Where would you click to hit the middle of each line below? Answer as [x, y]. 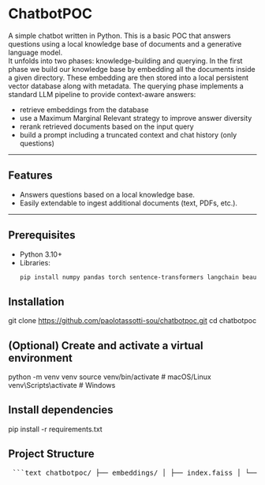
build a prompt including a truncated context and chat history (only [128, 134]
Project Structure [51, 454]
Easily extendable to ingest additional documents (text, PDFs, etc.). [129, 203]
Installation [36, 301]
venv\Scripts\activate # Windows [62, 385]
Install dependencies [61, 410]
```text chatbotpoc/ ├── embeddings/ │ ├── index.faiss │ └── [135, 472]
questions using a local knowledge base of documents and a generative [125, 43]
